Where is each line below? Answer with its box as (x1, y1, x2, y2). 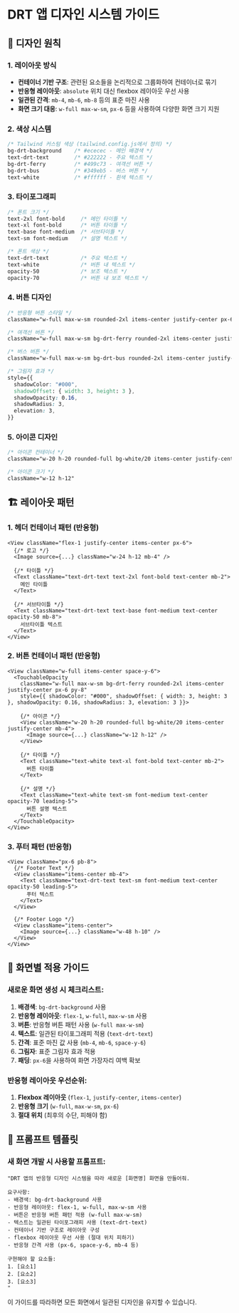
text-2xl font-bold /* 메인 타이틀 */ (7, 215, 128, 222)
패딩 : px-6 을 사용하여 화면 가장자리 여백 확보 (17, 1056, 141, 1064)
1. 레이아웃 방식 (7, 60, 57, 70)
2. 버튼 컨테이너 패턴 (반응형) (7, 651, 101, 661)
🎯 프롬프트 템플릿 (7, 1133, 78, 1146)
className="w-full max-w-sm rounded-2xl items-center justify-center (7, 316, 218, 323)
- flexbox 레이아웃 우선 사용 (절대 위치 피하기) (7, 1234, 135, 1241)
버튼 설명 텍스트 (26, 805, 68, 812)
